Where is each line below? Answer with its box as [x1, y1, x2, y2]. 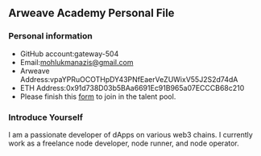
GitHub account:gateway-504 [19, 48, 119, 59]
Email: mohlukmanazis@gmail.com [19, 57, 134, 67]
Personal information [8, 31, 93, 42]
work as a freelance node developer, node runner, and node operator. [8, 138, 239, 148]
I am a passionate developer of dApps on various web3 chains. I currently [8, 129, 254, 139]
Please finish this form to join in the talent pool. [19, 92, 176, 101]
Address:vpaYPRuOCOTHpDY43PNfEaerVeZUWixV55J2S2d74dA [19, 74, 238, 84]
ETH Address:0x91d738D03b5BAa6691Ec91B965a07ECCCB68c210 [19, 83, 245, 92]
